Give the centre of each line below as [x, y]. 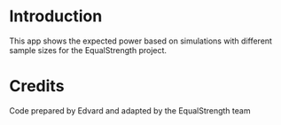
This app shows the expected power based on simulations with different [141, 41]
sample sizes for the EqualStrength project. [88, 50]
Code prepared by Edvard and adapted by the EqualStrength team [130, 110]
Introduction [56, 16]
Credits [37, 86]
